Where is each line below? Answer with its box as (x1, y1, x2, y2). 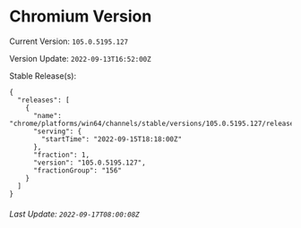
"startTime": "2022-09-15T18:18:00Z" (41, 134, 182, 144)
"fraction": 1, (32, 150, 90, 159)
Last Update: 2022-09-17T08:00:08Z (9, 208, 141, 219)
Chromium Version (9, 6, 152, 27)
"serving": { (32, 127, 82, 136)
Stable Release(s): (9, 70, 77, 81)
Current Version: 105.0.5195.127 (9, 36, 129, 46)
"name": (32, 111, 63, 120)
